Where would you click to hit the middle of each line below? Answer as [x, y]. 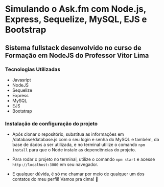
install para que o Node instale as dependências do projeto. [74, 150]
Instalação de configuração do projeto [51, 124]
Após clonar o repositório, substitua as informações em [68, 134]
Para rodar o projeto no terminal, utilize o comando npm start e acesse [83, 159]
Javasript [22, 80]
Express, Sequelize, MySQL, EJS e [76, 19]
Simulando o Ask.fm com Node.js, [76, 9]
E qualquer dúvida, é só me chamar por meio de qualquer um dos [78, 174]
